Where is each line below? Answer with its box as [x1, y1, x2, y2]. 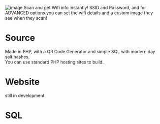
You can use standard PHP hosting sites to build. [5, 59, 104, 65]
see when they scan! [5, 15, 47, 21]
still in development [5, 93, 45, 98]
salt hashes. [5, 54, 30, 60]
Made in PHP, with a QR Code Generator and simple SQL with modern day [5, 48, 156, 54]
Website [5, 76, 40, 88]
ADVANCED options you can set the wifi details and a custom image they [5, 10, 153, 16]
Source [5, 32, 35, 44]
